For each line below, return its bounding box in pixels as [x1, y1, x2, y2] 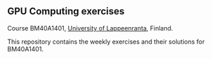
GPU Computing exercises [7, 6, 125, 17]
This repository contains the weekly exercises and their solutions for [7, 37, 205, 46]
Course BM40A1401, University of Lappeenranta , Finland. [7, 24, 173, 32]
